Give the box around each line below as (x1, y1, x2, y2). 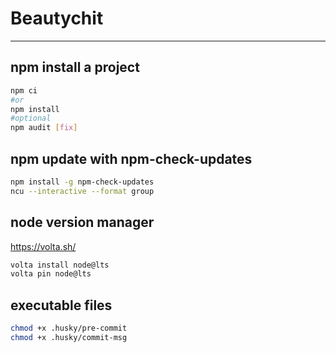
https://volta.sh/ (10, 240, 77, 252)
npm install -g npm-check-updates (10, 177, 155, 187)
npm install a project (10, 59, 140, 76)
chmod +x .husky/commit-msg (10, 332, 128, 342)
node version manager (10, 214, 155, 231)
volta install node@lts (10, 260, 110, 270)
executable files (10, 297, 113, 314)
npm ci (10, 85, 38, 96)
